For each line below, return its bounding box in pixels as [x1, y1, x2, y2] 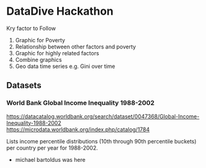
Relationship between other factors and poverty [15, 43, 136, 50]
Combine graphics [15, 56, 63, 63]
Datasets [6, 80, 42, 91]
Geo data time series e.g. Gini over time [15, 63, 115, 70]
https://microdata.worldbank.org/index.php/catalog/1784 [6, 126, 150, 133]
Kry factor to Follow [6, 25, 56, 32]
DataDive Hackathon [6, 4, 114, 18]
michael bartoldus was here [15, 156, 86, 163]
